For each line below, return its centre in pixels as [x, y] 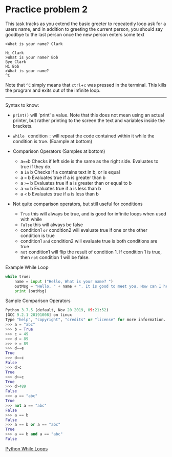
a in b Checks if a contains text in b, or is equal [70, 172]
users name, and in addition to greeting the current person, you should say [84, 29]
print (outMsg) [31, 291]
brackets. [23, 126]
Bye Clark [16, 62]
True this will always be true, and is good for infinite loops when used [93, 213]
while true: [18, 276]
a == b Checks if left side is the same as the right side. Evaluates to [89, 161]
